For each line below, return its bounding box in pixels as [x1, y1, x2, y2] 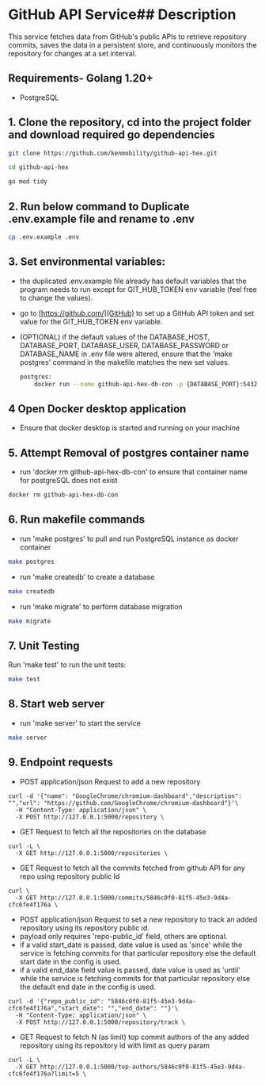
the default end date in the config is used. [19, 982, 157, 991]
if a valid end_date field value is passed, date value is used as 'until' [19, 965, 241, 975]
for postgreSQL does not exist [19, 476, 118, 485]
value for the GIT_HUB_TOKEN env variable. [19, 316, 163, 326]
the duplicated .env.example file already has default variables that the [19, 276, 247, 286]
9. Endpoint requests [8, 756, 113, 769]
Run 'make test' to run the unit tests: [8, 660, 127, 669]
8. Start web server [8, 697, 105, 711]
